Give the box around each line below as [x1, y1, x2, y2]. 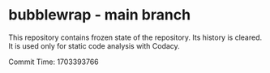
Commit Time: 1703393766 [8, 57, 99, 67]
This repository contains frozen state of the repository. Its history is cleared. [8, 32, 262, 42]
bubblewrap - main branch [8, 6, 191, 24]
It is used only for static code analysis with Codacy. [8, 41, 180, 50]
